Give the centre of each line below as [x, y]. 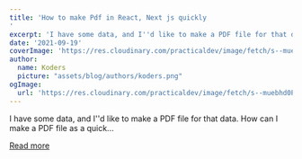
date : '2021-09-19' [46, 43]
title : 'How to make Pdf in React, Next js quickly [108, 18]
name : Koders [42, 68]
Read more [30, 146]
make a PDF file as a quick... [62, 128]
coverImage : [31, 51]
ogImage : [26, 84]
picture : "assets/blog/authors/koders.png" [100, 76]
